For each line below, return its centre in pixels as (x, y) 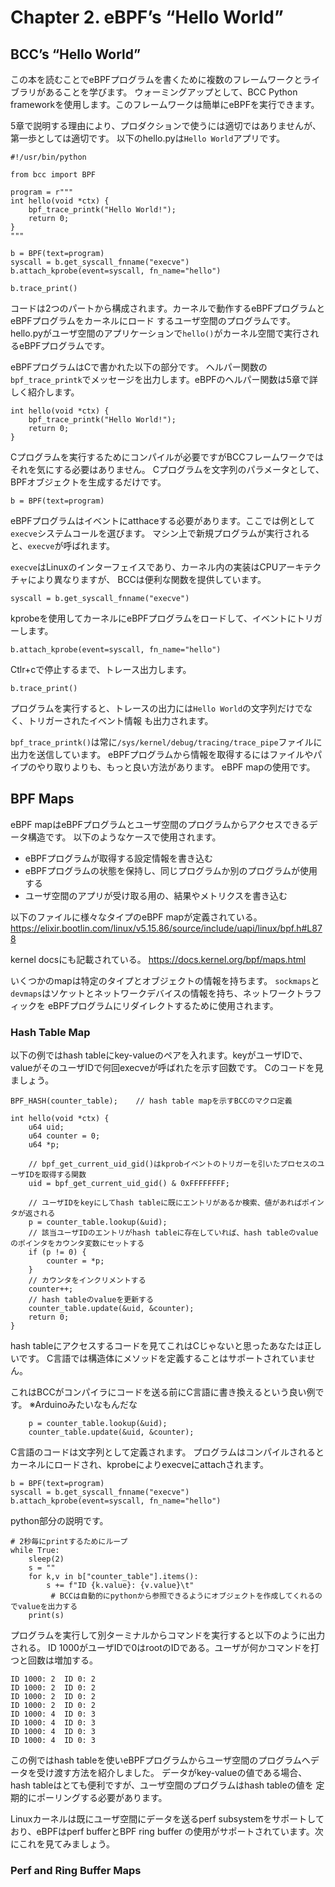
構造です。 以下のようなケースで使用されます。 (124, 837)
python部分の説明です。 (59, 1521)
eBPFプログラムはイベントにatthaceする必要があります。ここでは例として (163, 520)
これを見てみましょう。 (66, 1844)
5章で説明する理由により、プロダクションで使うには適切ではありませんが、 (166, 125)
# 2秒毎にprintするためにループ (69, 1542)
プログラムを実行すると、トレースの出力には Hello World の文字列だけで (157, 708)
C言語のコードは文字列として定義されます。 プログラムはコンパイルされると (167, 1452)
